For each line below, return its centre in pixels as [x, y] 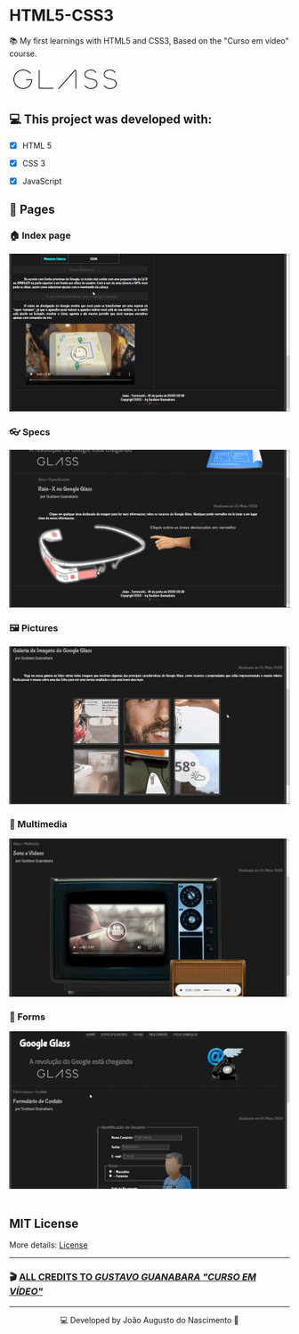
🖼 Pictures [34, 628]
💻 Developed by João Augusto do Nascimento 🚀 [149, 1320]
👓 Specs [30, 431]
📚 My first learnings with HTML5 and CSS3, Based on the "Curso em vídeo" [149, 40]
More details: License [48, 1245]
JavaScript [42, 181]
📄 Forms [28, 1017]
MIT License [44, 1223]
